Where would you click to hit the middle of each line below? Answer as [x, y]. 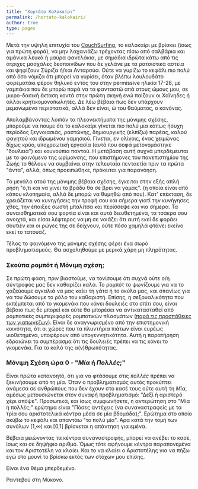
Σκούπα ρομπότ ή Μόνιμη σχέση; [55, 265]
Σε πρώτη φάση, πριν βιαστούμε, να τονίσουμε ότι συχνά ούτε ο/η [88, 278]
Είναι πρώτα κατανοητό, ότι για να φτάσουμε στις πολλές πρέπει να [90, 376]
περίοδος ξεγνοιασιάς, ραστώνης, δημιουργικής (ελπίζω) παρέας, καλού [97, 132]
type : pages [21, 28]
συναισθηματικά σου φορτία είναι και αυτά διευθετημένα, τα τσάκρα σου [97, 213]
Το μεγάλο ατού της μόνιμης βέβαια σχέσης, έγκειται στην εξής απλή [93, 182]
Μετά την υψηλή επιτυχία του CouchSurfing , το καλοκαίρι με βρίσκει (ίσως [99, 45]
